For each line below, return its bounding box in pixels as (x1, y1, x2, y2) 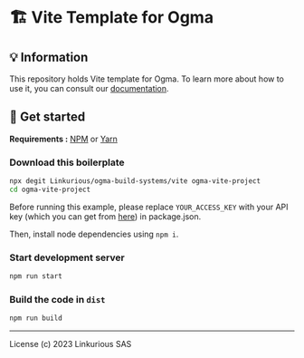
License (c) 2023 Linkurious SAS (9, 339, 132, 350)
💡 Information (9, 49, 89, 64)
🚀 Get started (9, 110, 86, 125)
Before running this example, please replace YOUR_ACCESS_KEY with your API (9, 201, 289, 212)
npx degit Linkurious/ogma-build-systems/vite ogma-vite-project (9, 177, 261, 186)
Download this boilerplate (9, 156, 125, 169)
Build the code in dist (9, 293, 106, 305)
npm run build (9, 314, 63, 323)
